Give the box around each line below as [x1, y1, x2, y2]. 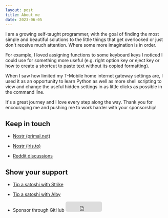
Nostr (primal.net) [12, 133, 51, 139]
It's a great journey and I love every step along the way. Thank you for [5, 99, 153, 105]
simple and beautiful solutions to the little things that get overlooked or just [5, 36, 163, 43]
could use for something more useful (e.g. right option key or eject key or [5, 57, 160, 64]
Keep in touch [5, 119, 51, 128]
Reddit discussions [12, 153, 53, 159]
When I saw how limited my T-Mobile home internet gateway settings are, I [5, 73, 163, 79]
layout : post [5, 7, 33, 13]
